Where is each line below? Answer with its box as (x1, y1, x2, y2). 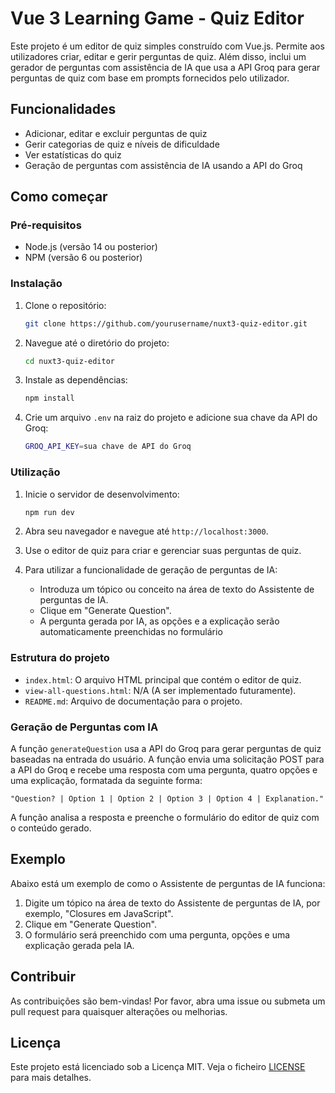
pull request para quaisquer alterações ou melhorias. (10, 1005, 228, 1017)
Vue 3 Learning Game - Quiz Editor (10, 7, 305, 30)
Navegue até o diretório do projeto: (24, 337, 170, 349)
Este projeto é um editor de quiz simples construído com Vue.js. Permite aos (10, 40, 325, 52)
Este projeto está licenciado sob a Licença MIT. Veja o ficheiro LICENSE (10, 1061, 306, 1073)
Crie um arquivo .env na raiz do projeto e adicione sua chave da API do (24, 412, 318, 424)
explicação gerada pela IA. (24, 939, 135, 951)
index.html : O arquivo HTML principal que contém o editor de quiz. (24, 673, 302, 686)
